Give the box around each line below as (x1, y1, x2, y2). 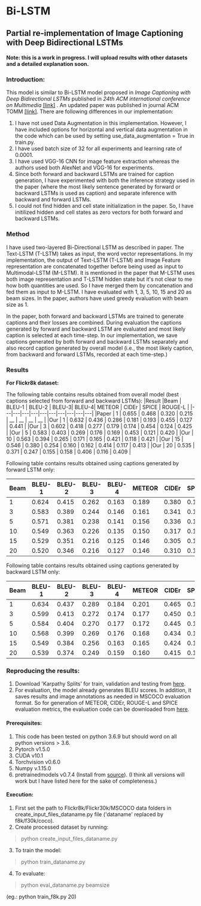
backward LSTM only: (6, 568, 60, 575)
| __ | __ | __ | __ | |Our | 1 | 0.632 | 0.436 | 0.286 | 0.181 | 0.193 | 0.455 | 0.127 (6, 416, 193, 423)
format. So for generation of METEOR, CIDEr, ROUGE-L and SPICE (14, 699, 178, 707)
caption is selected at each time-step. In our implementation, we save (6, 331, 178, 339)
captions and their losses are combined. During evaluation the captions (6, 319, 182, 326)
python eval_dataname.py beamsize (20, 881, 110, 889)
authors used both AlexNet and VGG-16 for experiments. (14, 164, 154, 171)
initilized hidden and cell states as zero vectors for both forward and (14, 208, 184, 216)
